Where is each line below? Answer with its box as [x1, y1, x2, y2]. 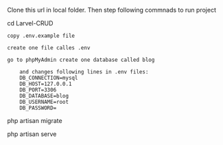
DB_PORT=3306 [19, 87, 57, 93]
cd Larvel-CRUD [7, 19, 54, 27]
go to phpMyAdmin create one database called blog [7, 56, 155, 63]
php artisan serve [7, 130, 57, 138]
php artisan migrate [7, 117, 63, 124]
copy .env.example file [7, 32, 75, 39]
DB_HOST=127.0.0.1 [19, 80, 72, 87]
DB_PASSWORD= [19, 104, 57, 111]
